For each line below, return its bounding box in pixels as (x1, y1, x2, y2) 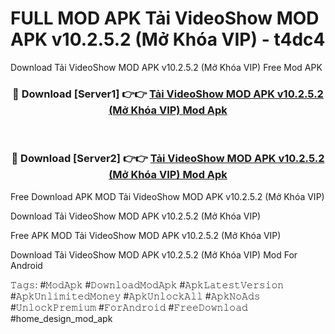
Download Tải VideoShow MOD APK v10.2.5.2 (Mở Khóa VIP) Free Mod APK (10, 61, 323, 73)
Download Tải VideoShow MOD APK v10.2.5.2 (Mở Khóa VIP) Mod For (10, 248, 298, 261)
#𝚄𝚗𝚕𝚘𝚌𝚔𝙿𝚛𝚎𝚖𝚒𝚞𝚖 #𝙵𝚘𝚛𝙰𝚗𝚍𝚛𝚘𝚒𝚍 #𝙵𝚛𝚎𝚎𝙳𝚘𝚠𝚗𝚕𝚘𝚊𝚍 (10, 301, 248, 313)
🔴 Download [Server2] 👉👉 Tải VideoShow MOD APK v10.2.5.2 (11, 152, 325, 166)
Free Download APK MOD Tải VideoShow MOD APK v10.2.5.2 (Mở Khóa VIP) (10, 190, 325, 202)
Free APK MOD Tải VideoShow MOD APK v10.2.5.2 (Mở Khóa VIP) (10, 229, 282, 241)
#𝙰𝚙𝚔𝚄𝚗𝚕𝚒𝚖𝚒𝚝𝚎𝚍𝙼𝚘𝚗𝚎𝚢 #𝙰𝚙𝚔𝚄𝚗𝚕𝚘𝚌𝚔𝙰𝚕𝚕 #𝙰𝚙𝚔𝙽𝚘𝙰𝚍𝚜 (10, 290, 261, 302)
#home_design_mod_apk (10, 312, 113, 324)
